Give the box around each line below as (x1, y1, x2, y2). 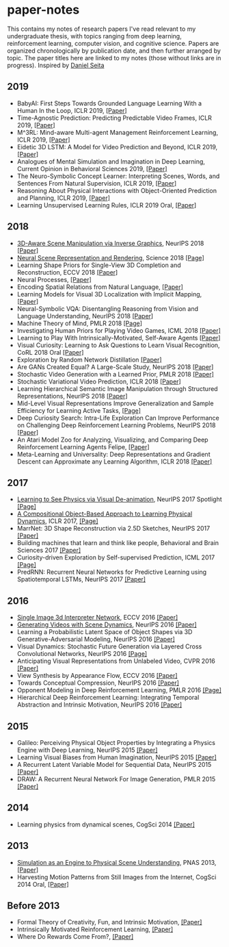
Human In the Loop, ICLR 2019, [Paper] (16, 106, 128, 114)
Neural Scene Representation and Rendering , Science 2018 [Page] (16, 253, 204, 262)
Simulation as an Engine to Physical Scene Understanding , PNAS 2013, (16, 858, 217, 866)
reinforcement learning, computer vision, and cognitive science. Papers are (7, 39, 219, 47)
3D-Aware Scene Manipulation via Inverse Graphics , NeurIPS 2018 (16, 239, 204, 247)
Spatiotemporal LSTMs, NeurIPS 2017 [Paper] (16, 575, 146, 583)
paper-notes (7, 2, 80, 18)
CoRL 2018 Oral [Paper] (16, 348, 84, 356)
